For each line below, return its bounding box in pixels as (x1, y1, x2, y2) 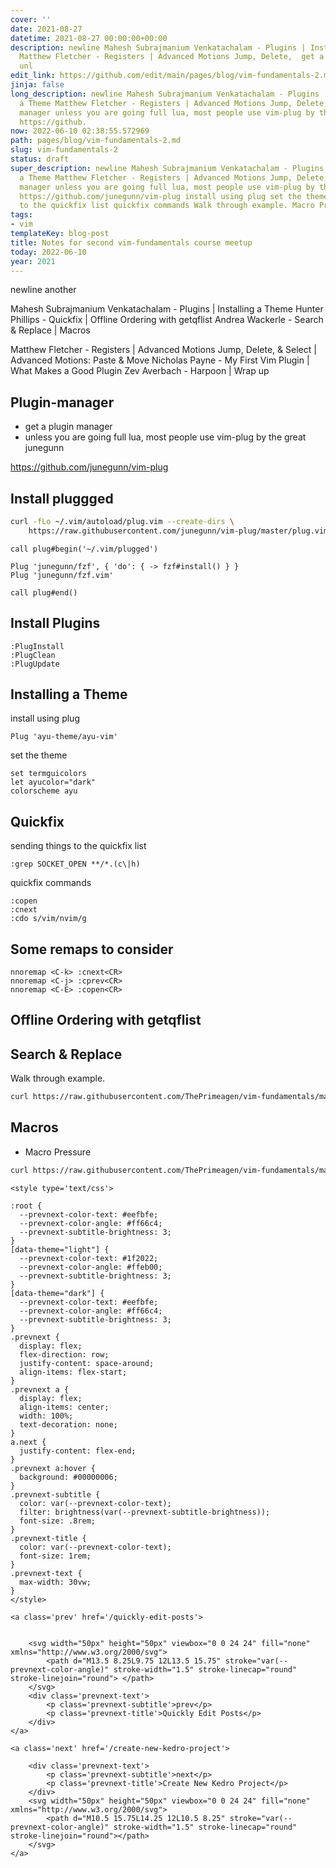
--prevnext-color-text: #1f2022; (19, 1253, 159, 1263)
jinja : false (10, 80, 65, 90)
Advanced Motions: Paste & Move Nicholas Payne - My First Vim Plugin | (10, 354, 310, 366)
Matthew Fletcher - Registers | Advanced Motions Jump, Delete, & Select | (10, 344, 317, 356)
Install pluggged (10, 490, 114, 507)
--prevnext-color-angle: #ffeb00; (19, 1262, 163, 1272)
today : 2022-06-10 (10, 247, 87, 257)
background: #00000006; (19, 1472, 118, 1482)
